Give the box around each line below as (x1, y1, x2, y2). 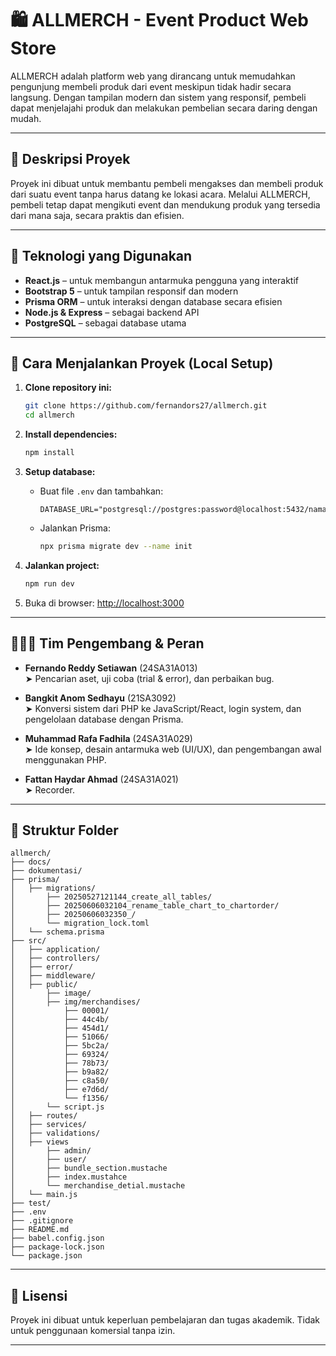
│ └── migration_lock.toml (10, 918, 150, 929)
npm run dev (24, 578, 75, 589)
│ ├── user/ (10, 1155, 87, 1165)
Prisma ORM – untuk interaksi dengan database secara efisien (24, 295, 283, 307)
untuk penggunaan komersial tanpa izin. (10, 1325, 176, 1337)
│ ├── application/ (10, 945, 101, 955)
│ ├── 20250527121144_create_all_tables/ (10, 892, 213, 902)
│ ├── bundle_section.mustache (10, 1163, 168, 1174)
